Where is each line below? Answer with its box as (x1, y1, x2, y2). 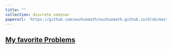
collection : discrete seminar (5, 12, 70, 17)
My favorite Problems (5, 35, 76, 44)
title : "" (5, 7, 27, 13)
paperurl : (5, 17, 27, 22)
